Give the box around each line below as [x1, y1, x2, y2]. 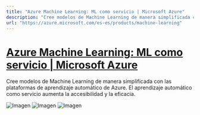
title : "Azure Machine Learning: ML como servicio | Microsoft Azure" [6, 8, 185, 15]
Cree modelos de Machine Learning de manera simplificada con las [6, 78, 172, 85]
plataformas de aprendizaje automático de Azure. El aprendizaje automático [6, 84, 192, 91]
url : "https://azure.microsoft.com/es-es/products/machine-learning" [6, 20, 183, 26]
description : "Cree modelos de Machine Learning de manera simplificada [6, 14, 190, 20]
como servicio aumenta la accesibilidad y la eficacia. [6, 91, 136, 98]
